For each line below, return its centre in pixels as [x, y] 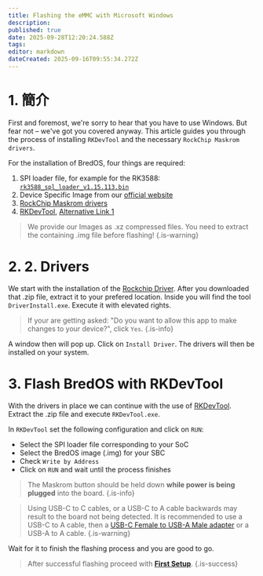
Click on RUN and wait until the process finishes [95, 469]
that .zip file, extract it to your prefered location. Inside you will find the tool [130, 297]
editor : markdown [37, 52]
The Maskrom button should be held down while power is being [131, 484]
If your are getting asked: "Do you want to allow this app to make [132, 320]
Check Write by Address [59, 461]
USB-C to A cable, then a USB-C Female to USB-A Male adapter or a [138, 525]
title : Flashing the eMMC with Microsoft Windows [91, 15]
